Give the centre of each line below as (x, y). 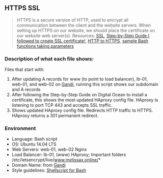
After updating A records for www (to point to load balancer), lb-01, (80, 79)
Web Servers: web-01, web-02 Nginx (49, 149)
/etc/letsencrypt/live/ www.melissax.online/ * (56, 160)
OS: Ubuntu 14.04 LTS (34, 144)
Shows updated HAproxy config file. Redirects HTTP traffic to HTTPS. (82, 111)
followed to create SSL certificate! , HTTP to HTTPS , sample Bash (82, 41)
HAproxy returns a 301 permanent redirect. (55, 116)
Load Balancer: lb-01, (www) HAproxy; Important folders (69, 155)
